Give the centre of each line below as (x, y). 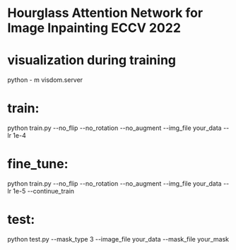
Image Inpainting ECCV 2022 (94, 28)
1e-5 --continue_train (44, 191)
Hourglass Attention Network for (105, 13)
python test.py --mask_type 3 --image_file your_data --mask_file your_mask (118, 239)
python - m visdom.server (45, 80)
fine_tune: (38, 164)
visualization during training (92, 60)
